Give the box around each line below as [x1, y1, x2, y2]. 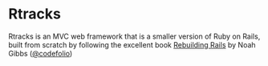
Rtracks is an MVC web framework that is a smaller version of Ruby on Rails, [8, 31, 261, 41]
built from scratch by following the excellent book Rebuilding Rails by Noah [8, 39, 256, 49]
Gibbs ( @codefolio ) [8, 48, 73, 58]
